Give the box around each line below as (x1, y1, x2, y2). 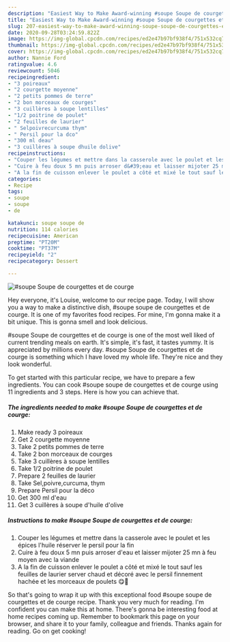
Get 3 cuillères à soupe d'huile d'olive (17, 500, 124, 509)
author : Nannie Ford (8, 55, 67, 62)
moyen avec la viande (17, 555, 79, 563)
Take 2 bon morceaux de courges (17, 450, 113, 458)
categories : (8, 175, 42, 182)
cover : (8, 49, 27, 55)
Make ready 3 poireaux (17, 428, 83, 436)
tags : (8, 188, 23, 195)
